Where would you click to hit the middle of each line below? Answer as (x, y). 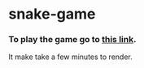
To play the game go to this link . (72, 40)
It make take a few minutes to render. (70, 57)
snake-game (52, 14)
